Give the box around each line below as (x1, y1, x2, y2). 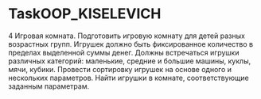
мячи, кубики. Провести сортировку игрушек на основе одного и (8, 64, 232, 74)
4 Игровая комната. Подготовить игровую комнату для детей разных (8, 31, 245, 40)
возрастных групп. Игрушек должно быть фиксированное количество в (8, 39, 253, 48)
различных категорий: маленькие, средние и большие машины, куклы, (8, 56, 251, 66)
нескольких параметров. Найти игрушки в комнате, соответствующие (8, 73, 249, 82)
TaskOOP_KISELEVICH (8, 5, 162, 23)
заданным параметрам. (8, 81, 90, 91)
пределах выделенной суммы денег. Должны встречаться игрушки (8, 48, 240, 57)
